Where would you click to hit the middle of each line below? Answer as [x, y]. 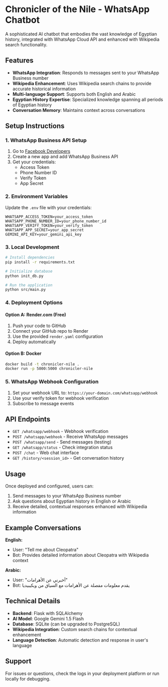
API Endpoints [28, 419]
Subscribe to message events [43, 403]
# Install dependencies [30, 258]
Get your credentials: [34, 162]
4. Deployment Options [34, 302]
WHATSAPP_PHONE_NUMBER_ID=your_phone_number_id [56, 221]
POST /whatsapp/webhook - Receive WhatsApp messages [70, 436]
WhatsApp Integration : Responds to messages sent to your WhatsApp [86, 73]
